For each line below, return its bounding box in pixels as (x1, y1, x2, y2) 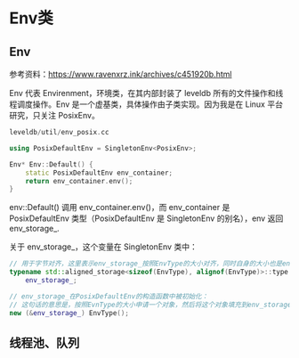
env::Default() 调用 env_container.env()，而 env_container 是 (9, 202, 230, 213)
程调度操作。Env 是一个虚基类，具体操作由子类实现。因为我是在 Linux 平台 (9, 99, 283, 110)
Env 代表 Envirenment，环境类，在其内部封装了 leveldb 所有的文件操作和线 (9, 88, 284, 98)
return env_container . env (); (25, 176, 133, 185)
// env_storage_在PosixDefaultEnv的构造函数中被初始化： (9, 291, 209, 301)
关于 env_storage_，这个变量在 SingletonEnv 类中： (9, 241, 198, 252)
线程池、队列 (9, 335, 80, 350)
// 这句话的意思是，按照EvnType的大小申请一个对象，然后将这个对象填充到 (9, 300, 248, 309)
